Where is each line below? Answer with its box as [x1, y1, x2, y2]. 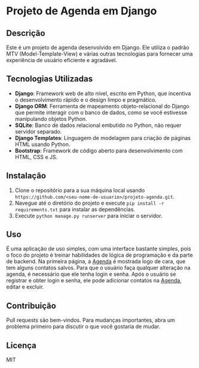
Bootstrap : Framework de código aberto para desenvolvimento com [14, 147, 183, 154]
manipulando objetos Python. [14, 115, 88, 122]
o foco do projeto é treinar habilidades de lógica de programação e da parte [6, 251, 193, 258]
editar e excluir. [6, 283, 44, 291]
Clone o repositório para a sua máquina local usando [14, 187, 145, 194]
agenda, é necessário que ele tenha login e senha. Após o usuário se [6, 270, 176, 278]
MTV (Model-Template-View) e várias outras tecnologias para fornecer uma [6, 50, 193, 57]
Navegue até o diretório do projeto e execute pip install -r [14, 199, 164, 206]
